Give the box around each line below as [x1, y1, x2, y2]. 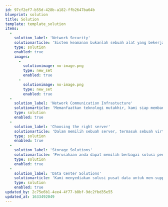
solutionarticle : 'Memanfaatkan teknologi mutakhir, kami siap [14, 106, 149, 111]
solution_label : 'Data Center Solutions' [14, 171, 101, 176]
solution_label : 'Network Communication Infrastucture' [14, 101, 133, 106]
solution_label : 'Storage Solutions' [14, 148, 93, 153]
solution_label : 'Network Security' [14, 36, 91, 41]
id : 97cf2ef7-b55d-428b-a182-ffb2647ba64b [5, 7, 95, 13]
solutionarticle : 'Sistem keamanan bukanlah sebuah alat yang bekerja [14, 40, 164, 45]
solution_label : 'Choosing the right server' [14, 124, 111, 129]
